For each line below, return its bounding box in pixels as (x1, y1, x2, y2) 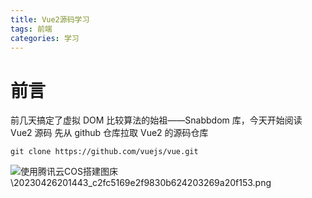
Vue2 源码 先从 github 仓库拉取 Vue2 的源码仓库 (10, 127, 209, 139)
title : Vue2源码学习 (10, 14, 90, 25)
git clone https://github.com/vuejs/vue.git (10, 147, 199, 157)
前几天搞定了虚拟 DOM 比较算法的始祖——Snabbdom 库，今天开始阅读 (10, 114, 303, 126)
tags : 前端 (10, 24, 53, 34)
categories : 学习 (10, 33, 80, 43)
